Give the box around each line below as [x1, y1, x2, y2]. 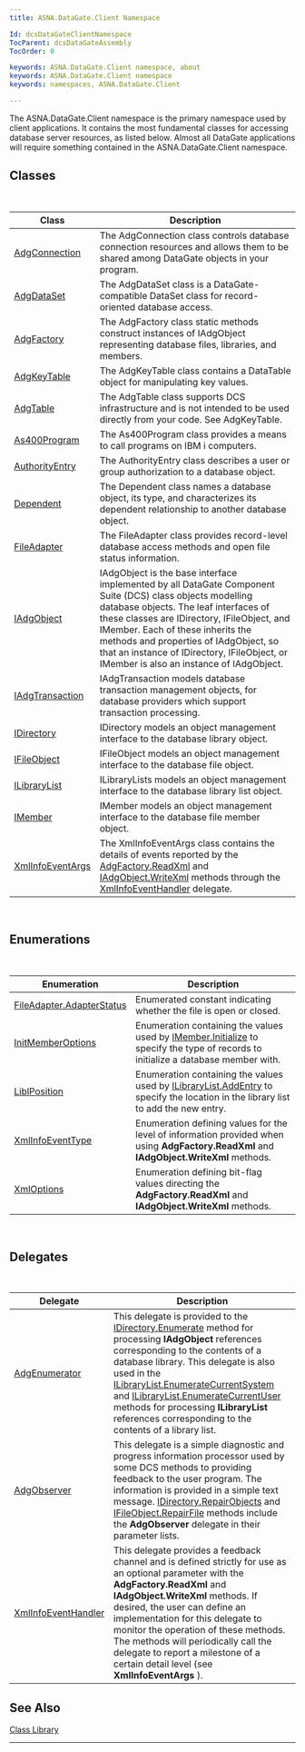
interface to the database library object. [99, 732, 269, 745]
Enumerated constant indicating [135, 992, 272, 1005]
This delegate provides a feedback [113, 1544, 261, 1557]
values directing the [135, 1177, 220, 1190]
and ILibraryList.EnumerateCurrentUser [113, 1389, 281, 1402]
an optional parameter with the [113, 1567, 244, 1579]
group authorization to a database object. [99, 465, 276, 478]
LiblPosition [14, 1085, 64, 1098]
